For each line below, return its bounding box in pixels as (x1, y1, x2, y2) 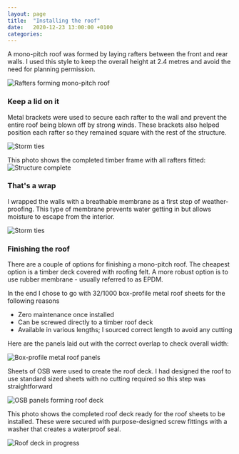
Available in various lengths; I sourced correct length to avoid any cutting (17, 326, 233, 334)
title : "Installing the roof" (7, 17, 101, 24)
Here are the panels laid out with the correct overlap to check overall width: (7, 339, 230, 348)
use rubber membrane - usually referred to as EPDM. (7, 275, 163, 284)
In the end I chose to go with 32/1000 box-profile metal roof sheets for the (7, 289, 226, 298)
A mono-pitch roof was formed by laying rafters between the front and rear (7, 50, 228, 58)
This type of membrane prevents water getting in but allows (35, 205, 212, 213)
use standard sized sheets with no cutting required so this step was (7, 375, 206, 383)
